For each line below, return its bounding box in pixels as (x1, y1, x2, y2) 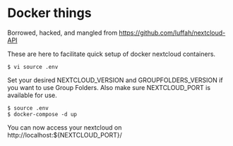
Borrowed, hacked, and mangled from (7, 28, 118, 37)
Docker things (7, 5, 92, 21)
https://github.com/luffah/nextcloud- (119, 28, 226, 37)
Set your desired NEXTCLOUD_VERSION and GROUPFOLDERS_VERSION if (7, 76, 224, 84)
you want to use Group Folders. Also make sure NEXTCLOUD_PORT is (7, 83, 210, 91)
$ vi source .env (7, 63, 59, 70)
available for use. (7, 91, 58, 99)
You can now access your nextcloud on (7, 123, 122, 132)
